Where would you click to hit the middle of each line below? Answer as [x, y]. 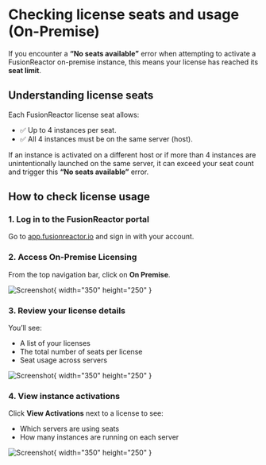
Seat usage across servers [64, 360]
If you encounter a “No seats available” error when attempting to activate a [132, 53]
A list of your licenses [55, 343]
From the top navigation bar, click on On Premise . [89, 274]
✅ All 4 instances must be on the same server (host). [106, 139]
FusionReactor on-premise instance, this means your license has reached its [133, 62]
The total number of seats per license [81, 352]
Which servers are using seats [69, 429]
